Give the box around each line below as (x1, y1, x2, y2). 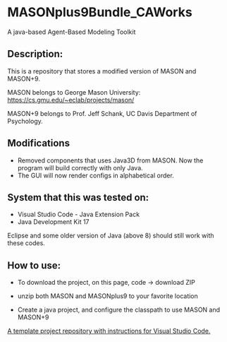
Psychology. (7, 117, 44, 125)
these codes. (7, 239, 46, 247)
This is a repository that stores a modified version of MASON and (7, 66, 197, 75)
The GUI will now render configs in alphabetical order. (17, 171, 174, 179)
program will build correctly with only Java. (17, 163, 143, 172)
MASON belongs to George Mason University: (7, 88, 141, 96)
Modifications (7, 137, 70, 149)
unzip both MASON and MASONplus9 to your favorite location (17, 292, 199, 300)
